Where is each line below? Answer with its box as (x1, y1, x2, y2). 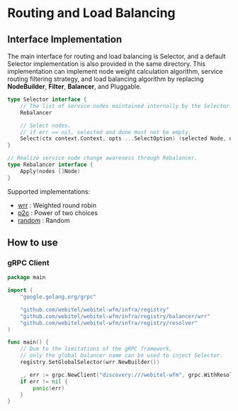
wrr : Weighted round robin (17, 201, 97, 209)
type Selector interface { (7, 96, 87, 103)
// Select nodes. (20, 122, 72, 129)
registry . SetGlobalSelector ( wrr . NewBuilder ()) (20, 358, 160, 366)
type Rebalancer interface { (7, 161, 93, 168)
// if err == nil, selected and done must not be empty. (20, 128, 192, 136)
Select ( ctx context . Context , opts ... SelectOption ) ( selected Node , (20, 135, 227, 143)
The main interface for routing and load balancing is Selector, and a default (7, 52, 226, 60)
